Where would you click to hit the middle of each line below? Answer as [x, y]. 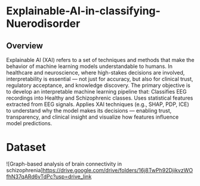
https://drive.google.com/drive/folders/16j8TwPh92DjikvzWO [118, 170]
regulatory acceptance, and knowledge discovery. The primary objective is [99, 85]
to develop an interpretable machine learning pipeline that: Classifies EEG [96, 92]
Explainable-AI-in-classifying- [84, 11]
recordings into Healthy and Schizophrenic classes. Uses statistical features [100, 98]
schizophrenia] [24, 170]
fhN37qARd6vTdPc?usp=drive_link [49, 176]
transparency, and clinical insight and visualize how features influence [93, 117]
